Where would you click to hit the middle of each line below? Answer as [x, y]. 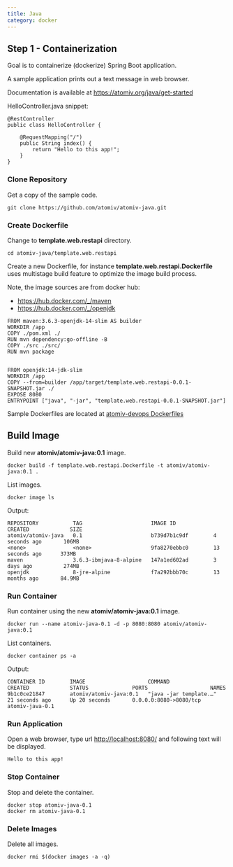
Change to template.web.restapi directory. [69, 240]
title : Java [24, 14]
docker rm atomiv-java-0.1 [46, 811]
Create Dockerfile [38, 225]
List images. [24, 485]
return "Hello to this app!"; [76, 150]
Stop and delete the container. [51, 792]
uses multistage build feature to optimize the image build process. [102, 273]
